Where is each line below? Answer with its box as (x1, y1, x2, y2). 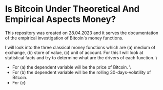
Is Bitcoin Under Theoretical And (5, 3, 140, 15)
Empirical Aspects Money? (5, 14, 116, 25)
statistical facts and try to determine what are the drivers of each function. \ (5, 54, 158, 60)
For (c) (12, 79, 26, 86)
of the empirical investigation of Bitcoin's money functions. (5, 35, 123, 41)
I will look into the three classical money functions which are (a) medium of (5, 44, 156, 50)
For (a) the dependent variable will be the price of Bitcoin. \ (12, 64, 131, 70)
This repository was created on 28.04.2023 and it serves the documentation (5, 30, 159, 36)
